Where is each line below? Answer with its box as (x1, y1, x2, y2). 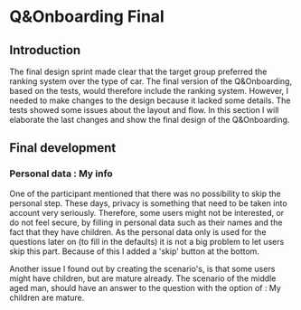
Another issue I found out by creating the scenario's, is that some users (9, 263, 276, 274)
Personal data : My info (9, 167, 113, 180)
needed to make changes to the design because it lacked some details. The (9, 95, 291, 106)
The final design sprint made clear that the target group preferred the (9, 66, 268, 77)
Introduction (9, 42, 81, 58)
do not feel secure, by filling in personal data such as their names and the (9, 217, 283, 228)
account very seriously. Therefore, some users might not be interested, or (9, 207, 285, 218)
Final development (9, 140, 117, 155)
